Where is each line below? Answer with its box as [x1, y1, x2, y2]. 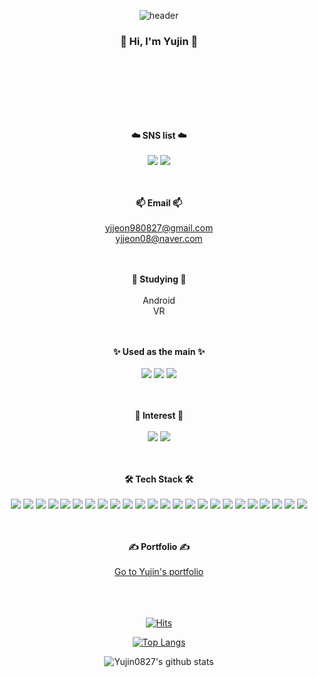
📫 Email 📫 [135, 196, 183, 209]
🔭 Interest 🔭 [134, 409, 184, 421]
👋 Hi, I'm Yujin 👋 [119, 34, 199, 48]
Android [142, 294, 176, 306]
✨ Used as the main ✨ [112, 345, 206, 357]
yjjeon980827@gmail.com [104, 221, 214, 234]
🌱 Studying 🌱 [131, 273, 187, 285]
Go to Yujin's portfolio [114, 565, 204, 577]
